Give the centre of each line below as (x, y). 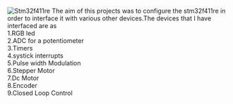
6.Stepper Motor (31, 71)
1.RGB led (21, 33)
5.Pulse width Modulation (44, 63)
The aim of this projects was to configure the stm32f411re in (139, 11)
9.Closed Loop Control (40, 93)
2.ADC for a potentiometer (46, 41)
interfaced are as (32, 26)
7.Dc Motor (23, 78)
